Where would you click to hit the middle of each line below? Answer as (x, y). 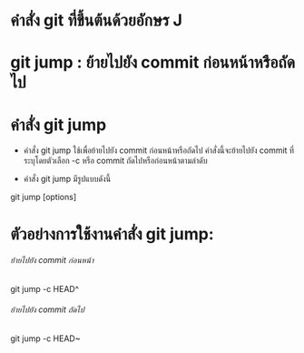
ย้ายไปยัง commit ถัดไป (47, 309)
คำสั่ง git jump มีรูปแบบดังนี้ (67, 179)
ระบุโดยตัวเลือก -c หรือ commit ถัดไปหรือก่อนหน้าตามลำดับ (115, 161)
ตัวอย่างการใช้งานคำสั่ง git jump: (112, 234)
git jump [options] (43, 197)
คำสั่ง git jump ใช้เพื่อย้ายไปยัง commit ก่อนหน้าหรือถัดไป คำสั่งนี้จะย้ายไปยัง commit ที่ (158, 150)
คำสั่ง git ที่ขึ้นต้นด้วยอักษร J (96, 20)
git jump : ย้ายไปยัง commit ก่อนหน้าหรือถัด (153, 62)
